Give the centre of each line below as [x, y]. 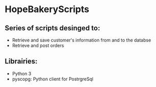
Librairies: [21, 61]
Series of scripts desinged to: [52, 28]
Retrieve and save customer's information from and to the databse [82, 40]
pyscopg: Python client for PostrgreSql [53, 79]
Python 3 [22, 73]
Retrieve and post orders [38, 46]
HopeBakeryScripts [47, 9]
